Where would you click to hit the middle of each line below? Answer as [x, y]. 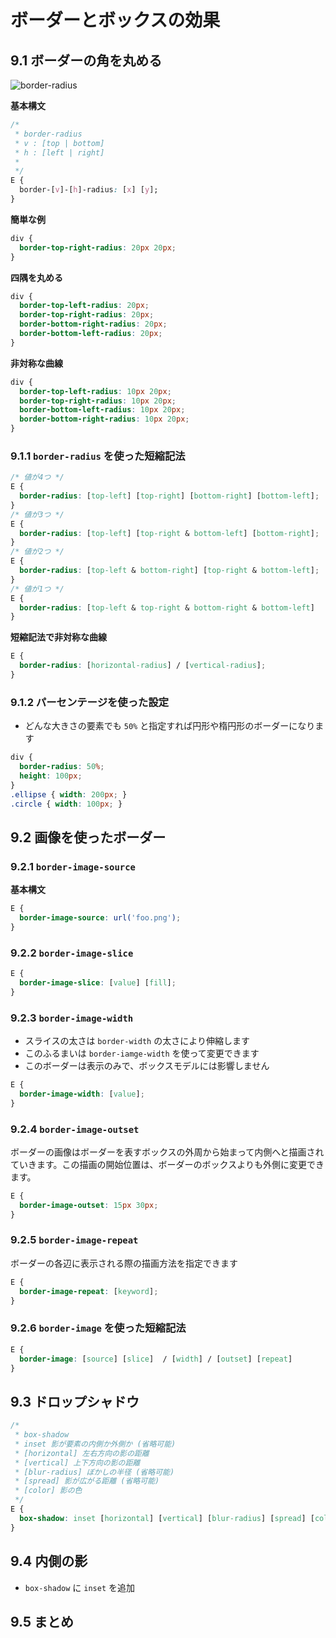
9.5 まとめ [42, 1621]
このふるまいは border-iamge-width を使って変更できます [142, 1053]
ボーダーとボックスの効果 [115, 20]
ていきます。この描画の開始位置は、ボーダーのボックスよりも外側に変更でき [167, 1164]
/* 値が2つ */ [37, 552]
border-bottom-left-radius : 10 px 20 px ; [102, 410]
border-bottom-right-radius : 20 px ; [93, 324]
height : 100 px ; [51, 776]
